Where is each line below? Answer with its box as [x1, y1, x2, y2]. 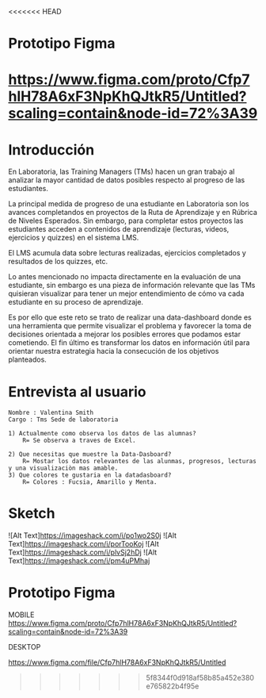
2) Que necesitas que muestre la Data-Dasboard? [8, 451, 172, 458]
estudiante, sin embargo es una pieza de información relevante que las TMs [8, 281, 256, 290]
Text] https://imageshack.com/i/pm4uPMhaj [8, 556, 150, 566]
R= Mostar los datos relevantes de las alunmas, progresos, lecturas [22, 458, 257, 466]
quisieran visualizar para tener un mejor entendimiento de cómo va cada [8, 289, 245, 298]
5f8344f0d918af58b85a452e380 [146, 673, 255, 683]
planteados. [8, 355, 47, 364]
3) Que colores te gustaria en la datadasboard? [8, 471, 172, 479]
